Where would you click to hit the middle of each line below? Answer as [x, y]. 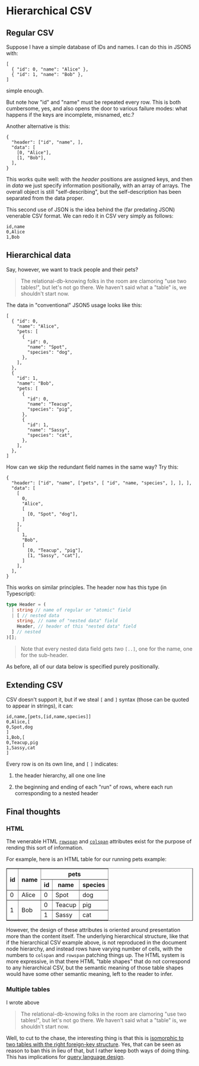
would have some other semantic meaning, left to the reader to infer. [90, 974]
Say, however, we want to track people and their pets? [72, 269]
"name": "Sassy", [49, 430]
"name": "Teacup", [50, 404]
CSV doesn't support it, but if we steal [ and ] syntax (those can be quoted [98, 699]
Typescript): [21, 593]
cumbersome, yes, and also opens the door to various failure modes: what [97, 108]
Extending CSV [35, 685]
